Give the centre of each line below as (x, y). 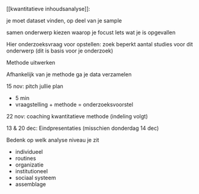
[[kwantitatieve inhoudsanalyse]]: (48, 9)
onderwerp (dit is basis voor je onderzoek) (60, 51)
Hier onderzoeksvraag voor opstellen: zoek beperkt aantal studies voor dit (100, 44)
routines (26, 158)
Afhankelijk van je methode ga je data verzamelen (69, 74)
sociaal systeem (35, 178)
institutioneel (31, 171)
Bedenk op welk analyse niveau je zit (53, 140)
